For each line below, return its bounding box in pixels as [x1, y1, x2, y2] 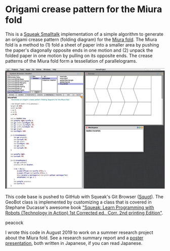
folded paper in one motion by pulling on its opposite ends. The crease [5, 52, 153, 59]
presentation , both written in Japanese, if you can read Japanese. [5, 240, 143, 246]
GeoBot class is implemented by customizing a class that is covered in [5, 199, 152, 205]
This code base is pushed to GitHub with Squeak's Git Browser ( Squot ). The [5, 194, 163, 200]
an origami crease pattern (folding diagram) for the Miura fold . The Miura [5, 36, 157, 43]
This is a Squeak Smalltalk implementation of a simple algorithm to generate [5, 31, 163, 37]
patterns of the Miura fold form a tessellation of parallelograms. [5, 58, 138, 64]
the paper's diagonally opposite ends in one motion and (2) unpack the [5, 47, 153, 53]
